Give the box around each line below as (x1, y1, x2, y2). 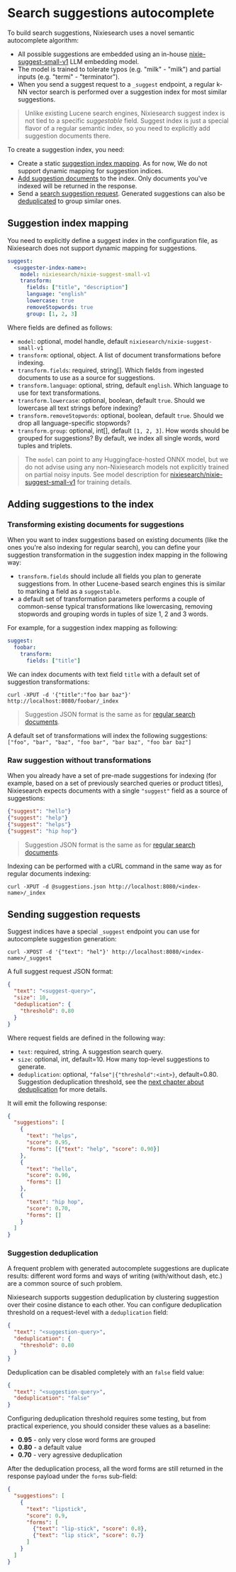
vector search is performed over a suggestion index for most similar (28, 87, 227, 96)
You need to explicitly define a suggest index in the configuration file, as (7, 236, 218, 244)
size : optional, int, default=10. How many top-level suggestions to (17, 1055, 210, 1063)
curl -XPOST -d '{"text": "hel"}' (7, 948, 110, 956)
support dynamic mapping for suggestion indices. (17, 166, 164, 175)
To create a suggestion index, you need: (7, 145, 125, 153)
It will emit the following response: (7, 1099, 108, 1107)
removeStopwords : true (26, 303, 94, 310)
